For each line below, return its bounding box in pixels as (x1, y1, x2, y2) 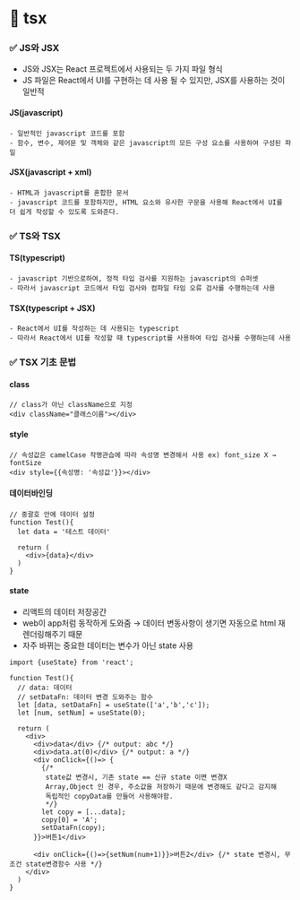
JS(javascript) (9, 108, 64, 118)
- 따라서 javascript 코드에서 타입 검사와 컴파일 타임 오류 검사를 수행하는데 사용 (9, 284, 276, 293)
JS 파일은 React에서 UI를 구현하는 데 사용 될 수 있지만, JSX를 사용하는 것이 (21, 75, 286, 86)
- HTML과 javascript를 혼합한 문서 (9, 188, 129, 197)
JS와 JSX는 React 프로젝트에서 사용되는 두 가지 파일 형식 (21, 64, 223, 74)
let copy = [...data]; (41, 807, 126, 817)
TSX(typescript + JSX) (9, 302, 96, 313)
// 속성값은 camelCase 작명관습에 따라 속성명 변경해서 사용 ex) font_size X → (9, 450, 277, 460)
